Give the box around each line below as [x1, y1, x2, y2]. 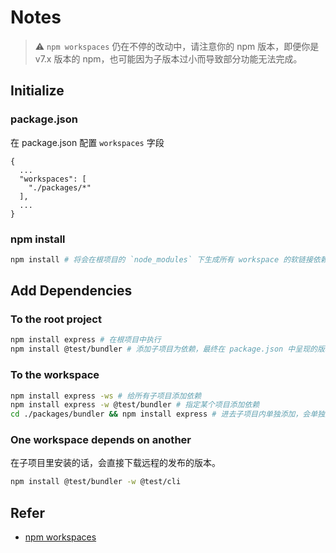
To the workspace [10, 368, 100, 382]
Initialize [10, 82, 65, 100]
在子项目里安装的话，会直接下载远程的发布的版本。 [10, 457, 221, 469]
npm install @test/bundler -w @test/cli [10, 477, 182, 487]
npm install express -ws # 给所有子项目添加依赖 [10, 391, 202, 401]
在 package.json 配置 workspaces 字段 [10, 136, 165, 148]
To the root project [10, 312, 102, 326]
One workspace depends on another [10, 433, 192, 447]
